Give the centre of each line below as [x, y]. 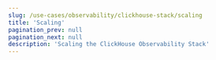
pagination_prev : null [45, 30]
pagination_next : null [45, 37]
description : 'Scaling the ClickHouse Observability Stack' [109, 44]
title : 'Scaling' [37, 23]
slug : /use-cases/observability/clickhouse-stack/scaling [105, 15]
